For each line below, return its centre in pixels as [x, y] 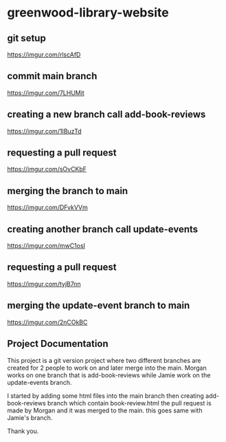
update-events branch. [39, 382]
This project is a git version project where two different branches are [104, 360]
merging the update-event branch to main [99, 305]
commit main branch [52, 76]
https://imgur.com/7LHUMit [46, 93]
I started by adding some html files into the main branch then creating [106, 396]
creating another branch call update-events [103, 229]
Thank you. [23, 431]
